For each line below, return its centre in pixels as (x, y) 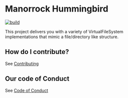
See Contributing (22, 63)
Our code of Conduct (37, 79)
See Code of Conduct (27, 90)
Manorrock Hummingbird (57, 9)
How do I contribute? (37, 52)
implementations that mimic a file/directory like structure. (62, 37)
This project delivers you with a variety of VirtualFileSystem (64, 31)
